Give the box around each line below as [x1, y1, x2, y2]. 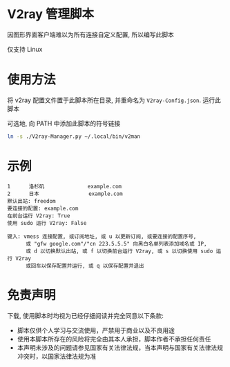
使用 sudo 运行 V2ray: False [7, 219, 87, 226]
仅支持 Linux [7, 45, 43, 53]
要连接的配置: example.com [7, 205, 79, 212]
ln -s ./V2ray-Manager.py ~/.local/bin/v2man [7, 132, 140, 140]
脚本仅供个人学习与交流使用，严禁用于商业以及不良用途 [17, 326, 175, 335]
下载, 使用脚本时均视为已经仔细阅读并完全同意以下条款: [7, 311, 164, 319]
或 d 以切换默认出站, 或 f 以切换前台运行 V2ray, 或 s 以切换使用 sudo [25, 248, 213, 255]
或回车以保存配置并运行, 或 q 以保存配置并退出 [25, 262, 144, 269]
